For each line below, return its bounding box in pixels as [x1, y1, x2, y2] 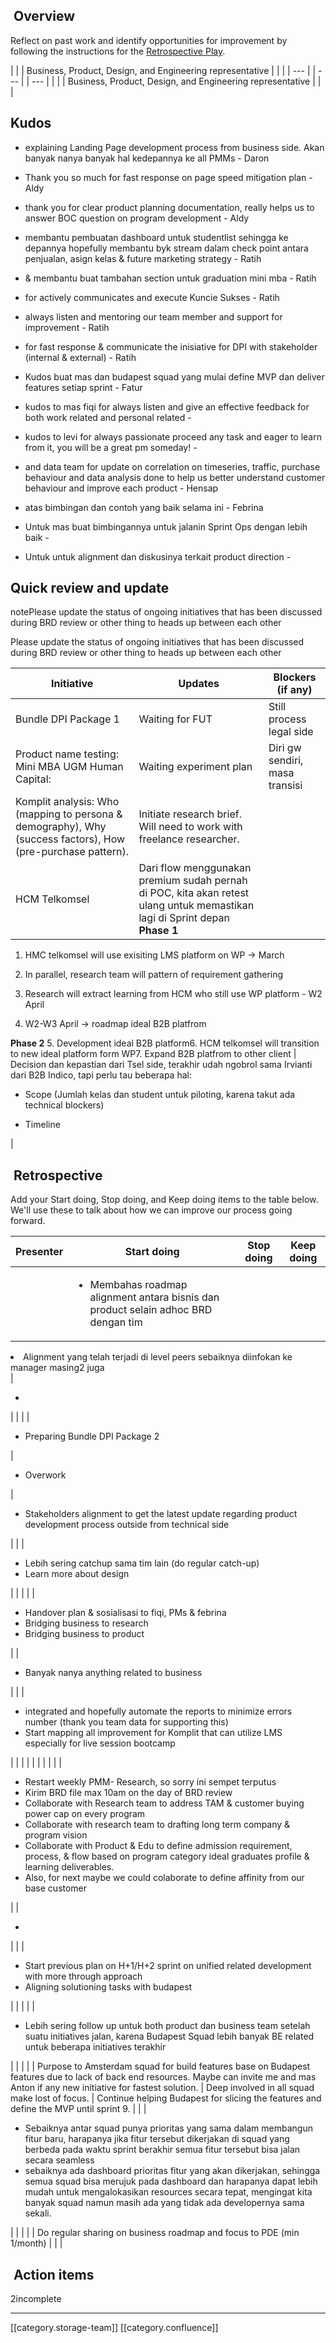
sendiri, [268, 754, 304, 768]
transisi [268, 779, 303, 793]
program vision [24, 1829, 88, 1841]
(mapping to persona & [15, 807, 123, 821]
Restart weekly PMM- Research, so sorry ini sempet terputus [24, 1776, 277, 1788]
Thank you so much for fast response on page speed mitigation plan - [24, 171, 313, 183]
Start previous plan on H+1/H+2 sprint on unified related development [24, 1960, 312, 1972]
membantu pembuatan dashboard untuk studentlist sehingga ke [24, 231, 289, 243]
